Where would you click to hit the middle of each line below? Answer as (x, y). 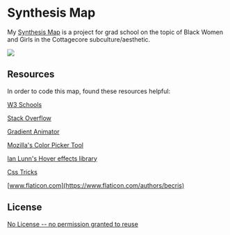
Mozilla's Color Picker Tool (45, 145)
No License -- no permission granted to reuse (73, 224)
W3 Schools (25, 104)
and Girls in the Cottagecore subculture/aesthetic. (79, 39)
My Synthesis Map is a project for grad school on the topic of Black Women (115, 32)
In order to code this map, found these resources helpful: (89, 91)
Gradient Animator (34, 131)
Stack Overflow (30, 118)
